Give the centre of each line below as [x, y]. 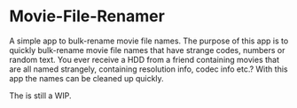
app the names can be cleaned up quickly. [86, 78]
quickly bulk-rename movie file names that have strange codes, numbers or [147, 50]
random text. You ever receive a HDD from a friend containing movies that [145, 59]
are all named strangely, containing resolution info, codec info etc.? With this [148, 69]
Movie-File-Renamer [87, 16]
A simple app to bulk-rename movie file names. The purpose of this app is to [149, 41]
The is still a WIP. [41, 96]
